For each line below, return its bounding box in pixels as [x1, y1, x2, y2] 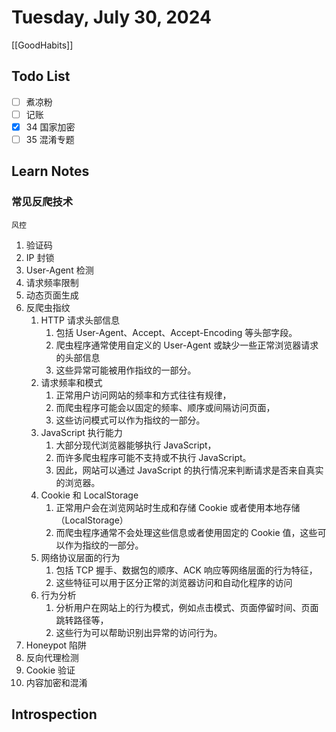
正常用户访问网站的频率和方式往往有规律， [55, 389, 232, 401]
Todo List [11, 68, 71, 85]
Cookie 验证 [25, 664, 76, 676]
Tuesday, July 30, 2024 [11, 6, 212, 29]
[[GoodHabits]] [11, 39, 74, 51]
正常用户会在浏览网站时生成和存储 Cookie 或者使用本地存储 [55, 501, 301, 513]
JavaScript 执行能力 [40, 426, 123, 438]
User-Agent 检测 [25, 264, 94, 276]
